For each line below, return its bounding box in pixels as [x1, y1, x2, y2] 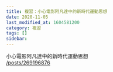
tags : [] [6, 30, 28, 36]
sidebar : [6, 36, 28, 42]
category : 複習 [6, 25, 42, 31]
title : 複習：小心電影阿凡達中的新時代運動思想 [6, 8, 108, 15]
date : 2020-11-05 [6, 14, 49, 20]
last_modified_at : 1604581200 [6, 19, 80, 25]
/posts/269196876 [6, 59, 51, 66]
